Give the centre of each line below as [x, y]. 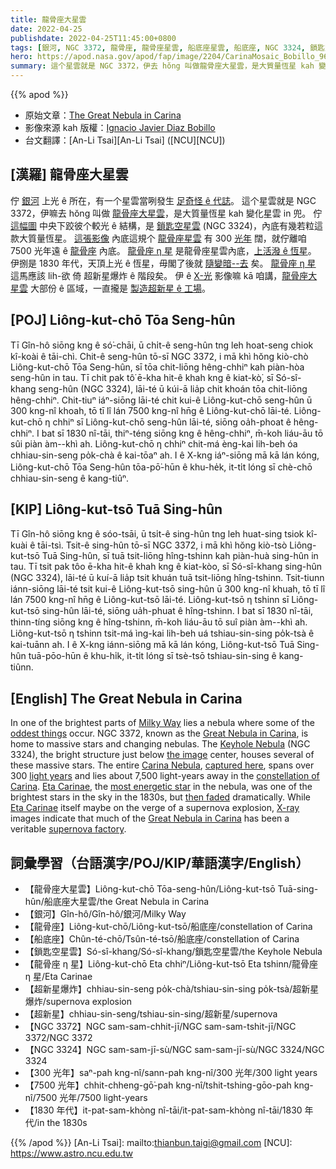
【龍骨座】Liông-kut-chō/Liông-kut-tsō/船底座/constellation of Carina [168, 927]
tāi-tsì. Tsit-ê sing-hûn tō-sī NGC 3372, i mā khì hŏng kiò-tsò [162, 545]
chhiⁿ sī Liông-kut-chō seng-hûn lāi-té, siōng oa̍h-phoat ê [172, 422]
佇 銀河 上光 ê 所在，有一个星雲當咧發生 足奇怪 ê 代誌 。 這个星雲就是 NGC [163, 200]
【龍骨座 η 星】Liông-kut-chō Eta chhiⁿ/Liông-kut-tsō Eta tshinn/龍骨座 [171, 964]
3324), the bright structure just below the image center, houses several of [162, 755]
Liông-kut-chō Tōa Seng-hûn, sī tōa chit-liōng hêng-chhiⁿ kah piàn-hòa [157, 367]
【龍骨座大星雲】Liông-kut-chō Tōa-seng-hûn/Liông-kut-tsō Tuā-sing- [171, 889]
